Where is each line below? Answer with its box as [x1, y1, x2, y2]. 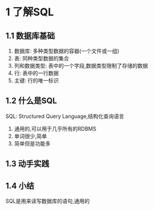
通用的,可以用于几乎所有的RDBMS [14, 125, 97, 132]
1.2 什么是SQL [5, 96, 57, 106]
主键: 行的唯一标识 [14, 77, 59, 84]
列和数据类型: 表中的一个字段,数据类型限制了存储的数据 [14, 63, 148, 69]
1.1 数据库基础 [5, 31, 55, 41]
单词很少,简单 [14, 132, 47, 139]
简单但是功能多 [14, 140, 51, 147]
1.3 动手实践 [5, 159, 50, 169]
